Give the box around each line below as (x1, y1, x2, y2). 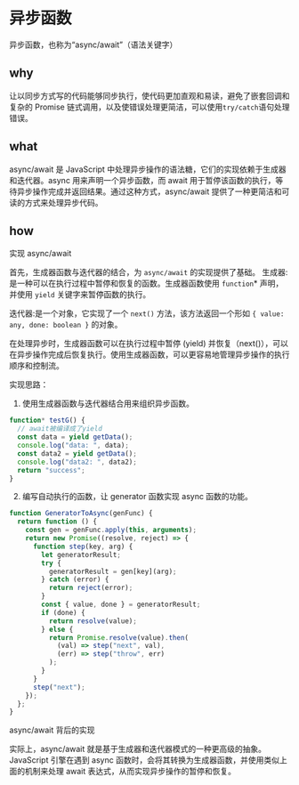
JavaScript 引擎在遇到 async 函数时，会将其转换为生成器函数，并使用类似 (9, 755, 280, 765)
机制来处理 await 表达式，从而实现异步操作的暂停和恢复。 (24, 766, 237, 777)
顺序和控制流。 (9, 360, 64, 371)
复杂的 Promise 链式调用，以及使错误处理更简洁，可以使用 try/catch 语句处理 (9, 101, 290, 112)
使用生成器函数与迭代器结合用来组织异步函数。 (21, 398, 194, 409)
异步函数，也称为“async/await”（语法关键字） (9, 39, 178, 50)
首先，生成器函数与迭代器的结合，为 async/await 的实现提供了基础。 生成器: (9, 267, 288, 278)
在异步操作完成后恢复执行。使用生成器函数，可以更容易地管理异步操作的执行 (9, 349, 290, 360)
